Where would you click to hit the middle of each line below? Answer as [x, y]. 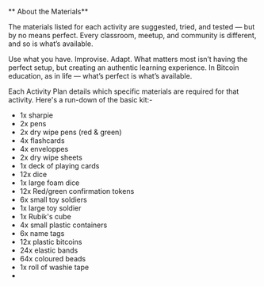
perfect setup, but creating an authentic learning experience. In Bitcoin [124, 68]
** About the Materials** [48, 12]
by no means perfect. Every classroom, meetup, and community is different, [132, 35]
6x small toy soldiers [53, 199]
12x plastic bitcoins [51, 242]
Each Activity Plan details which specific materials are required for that [124, 91]
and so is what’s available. [51, 44]
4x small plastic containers [63, 225]
